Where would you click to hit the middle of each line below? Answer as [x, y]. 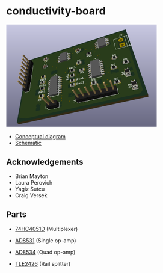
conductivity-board [56, 11]
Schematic [28, 143]
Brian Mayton [32, 176]
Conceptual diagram [40, 136]
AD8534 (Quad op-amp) [45, 252]
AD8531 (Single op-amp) [45, 241]
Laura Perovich [34, 183]
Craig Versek [31, 195]
